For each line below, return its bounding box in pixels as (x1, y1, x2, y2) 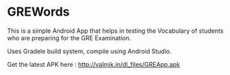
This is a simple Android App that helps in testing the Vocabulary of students (7, 27, 224, 35)
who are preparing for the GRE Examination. (7, 33, 132, 42)
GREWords (7, 4, 70, 20)
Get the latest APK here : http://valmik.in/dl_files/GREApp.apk (7, 60, 181, 68)
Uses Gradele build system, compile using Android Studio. (7, 47, 172, 55)
